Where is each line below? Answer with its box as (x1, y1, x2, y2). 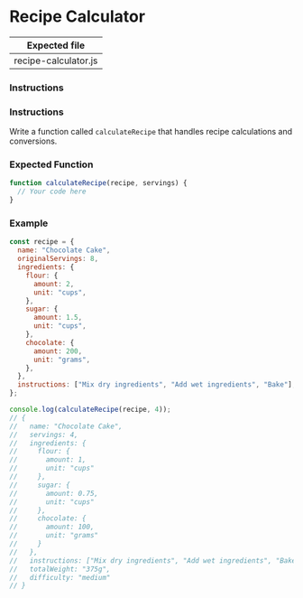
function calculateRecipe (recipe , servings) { (9, 179, 188, 188)
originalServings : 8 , (17, 255, 99, 264)
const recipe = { (9, 238, 75, 247)
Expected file (26, 39, 86, 51)
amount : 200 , (32, 346, 83, 356)
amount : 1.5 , (32, 313, 83, 322)
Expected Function (9, 158, 94, 171)
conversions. (9, 135, 58, 146)
